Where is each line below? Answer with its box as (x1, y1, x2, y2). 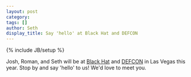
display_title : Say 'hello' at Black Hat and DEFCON (6, 31, 138, 36)
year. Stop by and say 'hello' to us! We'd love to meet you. (6, 64, 147, 71)
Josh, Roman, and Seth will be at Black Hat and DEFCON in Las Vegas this (6, 58, 186, 65)
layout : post (6, 8, 38, 15)
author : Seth (6, 25, 38, 31)
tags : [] (6, 19, 28, 25)
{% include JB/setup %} (6, 46, 65, 53)
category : (6, 14, 31, 20)
